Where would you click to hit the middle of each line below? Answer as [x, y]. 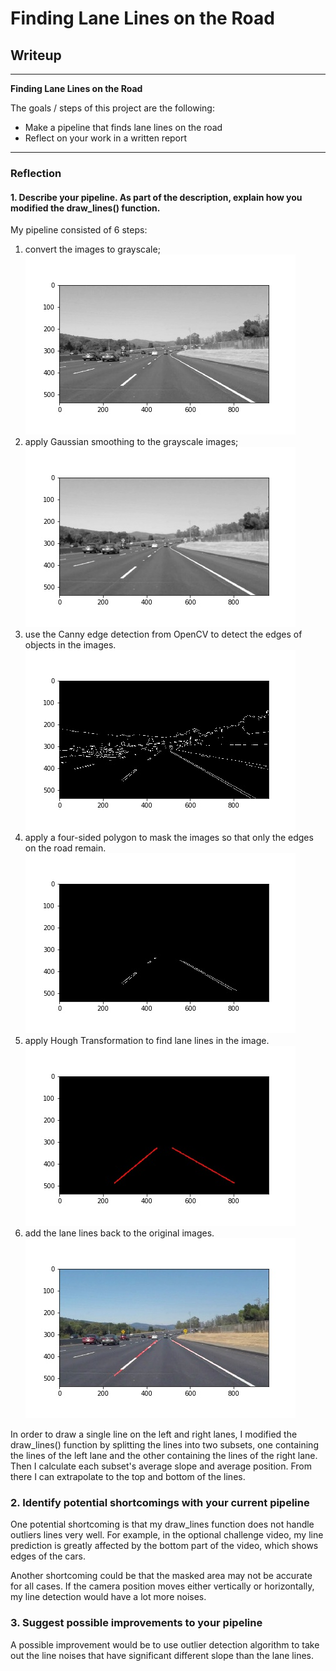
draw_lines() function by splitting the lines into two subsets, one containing [164, 1445]
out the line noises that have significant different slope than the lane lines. [162, 1655]
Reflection [36, 173]
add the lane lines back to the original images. [119, 1233]
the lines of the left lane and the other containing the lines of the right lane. [164, 1456]
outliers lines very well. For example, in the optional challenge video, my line [167, 1535]
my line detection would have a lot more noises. [108, 1597]
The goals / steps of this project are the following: [112, 108]
